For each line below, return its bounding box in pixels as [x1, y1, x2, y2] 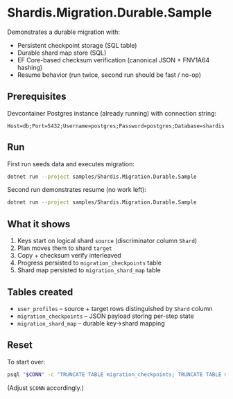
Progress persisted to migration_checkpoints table [17, 258, 162, 267]
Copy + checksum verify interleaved [17, 251, 121, 260]
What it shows [7, 218, 71, 230]
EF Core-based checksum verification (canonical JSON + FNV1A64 [17, 55, 210, 64]
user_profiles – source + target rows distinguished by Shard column [17, 304, 213, 312]
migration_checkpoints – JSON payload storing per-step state [17, 312, 194, 320]
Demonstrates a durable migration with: [7, 28, 120, 36]
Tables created [7, 286, 74, 298]
